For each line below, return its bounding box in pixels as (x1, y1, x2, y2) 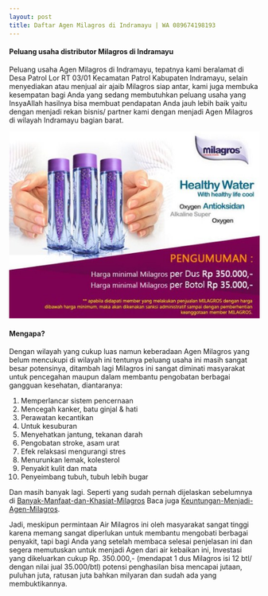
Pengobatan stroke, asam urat (20, 438, 120, 447)
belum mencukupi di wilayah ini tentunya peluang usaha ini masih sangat (9, 355, 247, 364)
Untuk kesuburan (20, 421, 78, 430)
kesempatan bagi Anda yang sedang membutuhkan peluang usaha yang (9, 90, 247, 99)
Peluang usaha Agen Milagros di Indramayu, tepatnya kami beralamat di (9, 64, 245, 74)
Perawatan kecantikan (20, 412, 94, 422)
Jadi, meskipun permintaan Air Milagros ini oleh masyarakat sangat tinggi (9, 520, 250, 529)
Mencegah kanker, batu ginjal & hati (20, 404, 138, 414)
